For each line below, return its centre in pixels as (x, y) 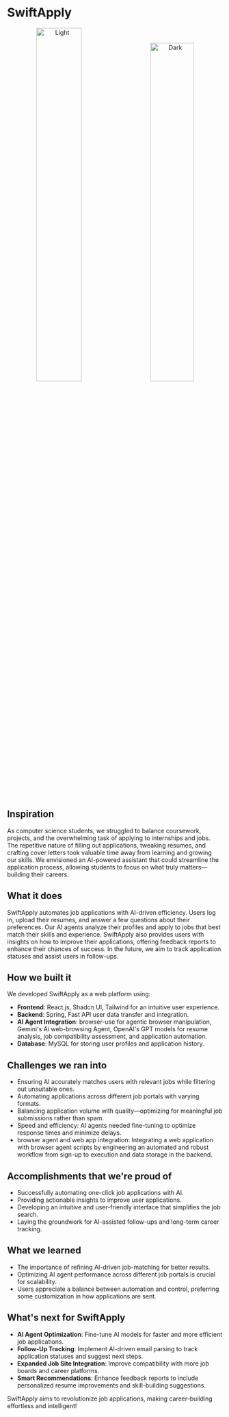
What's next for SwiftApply (66, 1318)
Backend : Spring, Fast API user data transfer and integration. (103, 1015)
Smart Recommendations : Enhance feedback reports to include (108, 1378)
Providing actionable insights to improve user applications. (99, 1200)
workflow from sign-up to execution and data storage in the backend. (115, 1155)
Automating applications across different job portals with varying (108, 1096)
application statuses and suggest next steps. (80, 1356)
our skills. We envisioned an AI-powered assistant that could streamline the (113, 860)
